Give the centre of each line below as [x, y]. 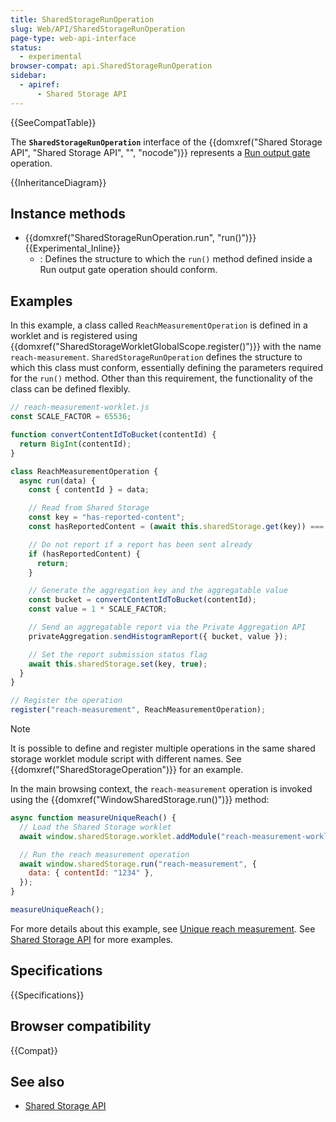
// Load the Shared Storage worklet [95, 827]
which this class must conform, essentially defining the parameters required [167, 368]
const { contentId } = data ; [89, 490]
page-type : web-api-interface [73, 38]
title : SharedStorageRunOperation [82, 19]
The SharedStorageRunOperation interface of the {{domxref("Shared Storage [166, 142]
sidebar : [28, 76]
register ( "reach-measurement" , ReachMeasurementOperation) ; [138, 710]
